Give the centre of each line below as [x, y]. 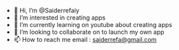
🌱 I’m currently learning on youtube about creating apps [93, 25]
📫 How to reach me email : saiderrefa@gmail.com [85, 40]
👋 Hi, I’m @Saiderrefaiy [46, 10]
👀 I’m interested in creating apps [60, 18]
